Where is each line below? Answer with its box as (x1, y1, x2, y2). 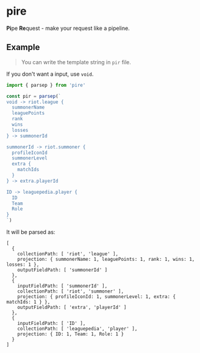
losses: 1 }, (6, 261, 40, 267)
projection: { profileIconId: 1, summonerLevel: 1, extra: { (17, 294, 176, 300)
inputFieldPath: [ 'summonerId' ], (17, 283, 108, 289)
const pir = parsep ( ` (6, 93, 62, 99)
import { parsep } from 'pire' (6, 82, 86, 88)
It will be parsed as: (6, 228, 55, 236)
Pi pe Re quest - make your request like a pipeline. (6, 24, 130, 32)
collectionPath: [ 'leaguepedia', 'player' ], (17, 326, 138, 332)
